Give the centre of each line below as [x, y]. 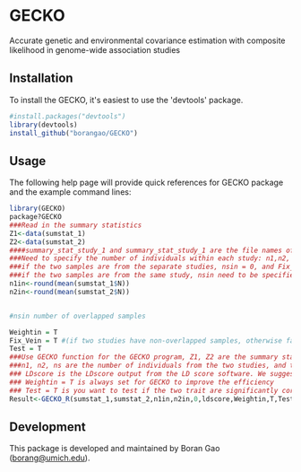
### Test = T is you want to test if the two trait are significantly [144, 390]
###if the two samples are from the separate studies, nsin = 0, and [142, 267]
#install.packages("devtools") [68, 116]
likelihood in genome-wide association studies [95, 49]
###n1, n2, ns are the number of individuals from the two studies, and [148, 366]
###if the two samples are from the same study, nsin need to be [133, 275]
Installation [41, 79]
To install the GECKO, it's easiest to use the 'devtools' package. [126, 100]
